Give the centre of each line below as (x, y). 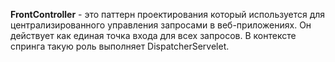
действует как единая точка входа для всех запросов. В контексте (153, 35)
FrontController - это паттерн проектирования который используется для (168, 14)
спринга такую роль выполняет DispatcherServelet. (120, 46)
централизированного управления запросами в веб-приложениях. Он (161, 25)
